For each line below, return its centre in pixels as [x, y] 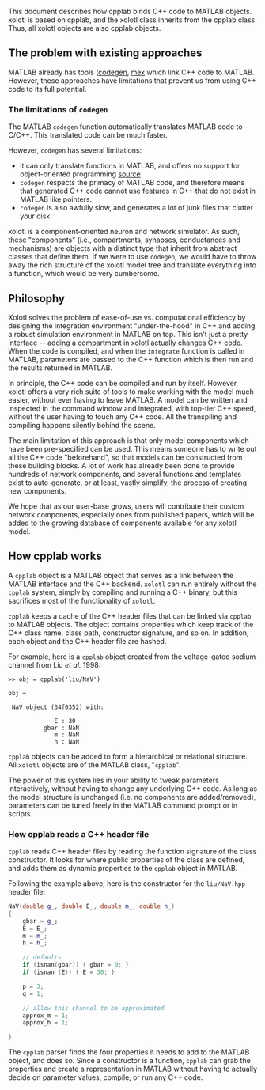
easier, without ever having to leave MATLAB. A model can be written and [128, 399]
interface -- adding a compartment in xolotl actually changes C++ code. [125, 343]
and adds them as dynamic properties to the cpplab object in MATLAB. [123, 869]
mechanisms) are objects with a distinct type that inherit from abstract [123, 248]
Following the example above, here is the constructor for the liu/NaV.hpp [127, 884]
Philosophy [37, 299]
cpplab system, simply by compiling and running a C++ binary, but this [123, 592]
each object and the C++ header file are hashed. [87, 641]
